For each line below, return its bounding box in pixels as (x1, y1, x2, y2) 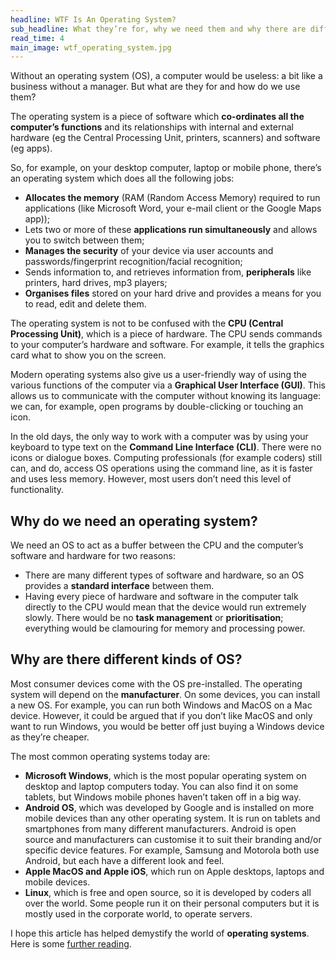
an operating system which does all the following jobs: (10, 172, 235, 185)
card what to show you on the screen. (10, 349, 167, 361)
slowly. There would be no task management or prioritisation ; (24, 612, 284, 624)
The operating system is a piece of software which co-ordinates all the (10, 111, 305, 123)
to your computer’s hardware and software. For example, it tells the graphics (10, 339, 325, 351)
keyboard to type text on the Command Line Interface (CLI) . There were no (10, 441, 322, 453)
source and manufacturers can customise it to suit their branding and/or (24, 833, 322, 845)
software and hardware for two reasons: (10, 550, 176, 562)
